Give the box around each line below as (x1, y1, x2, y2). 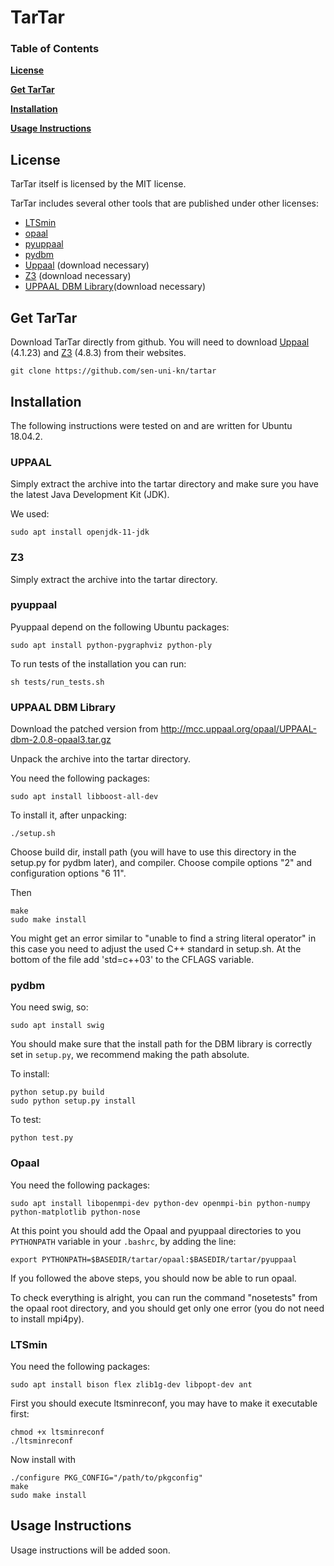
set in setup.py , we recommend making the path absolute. (10, 1049, 250, 1061)
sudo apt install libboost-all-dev (10, 792, 159, 802)
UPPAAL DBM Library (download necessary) (24, 281, 207, 293)
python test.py (10, 1133, 74, 1143)
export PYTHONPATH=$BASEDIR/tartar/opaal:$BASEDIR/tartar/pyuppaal (10, 1254, 298, 1265)
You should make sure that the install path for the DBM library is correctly (10, 1038, 313, 1050)
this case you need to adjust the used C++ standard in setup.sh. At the (10, 943, 302, 955)
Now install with (10, 1454, 77, 1465)
